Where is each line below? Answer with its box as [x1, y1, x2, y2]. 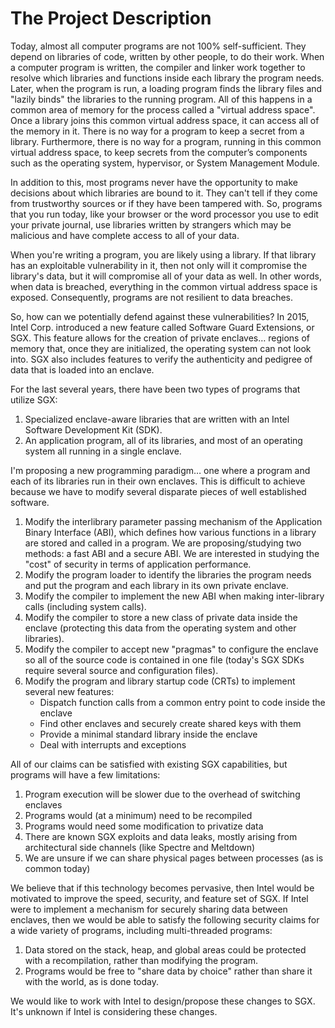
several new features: [24, 685, 115, 697]
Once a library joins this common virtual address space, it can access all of [10, 114, 320, 126]
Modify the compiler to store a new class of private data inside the [24, 611, 298, 623]
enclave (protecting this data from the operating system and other [24, 622, 297, 634]
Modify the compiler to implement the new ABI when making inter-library [24, 590, 325, 602]
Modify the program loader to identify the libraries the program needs [24, 568, 312, 581]
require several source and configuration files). [24, 664, 219, 676]
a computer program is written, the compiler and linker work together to [10, 61, 306, 73]
